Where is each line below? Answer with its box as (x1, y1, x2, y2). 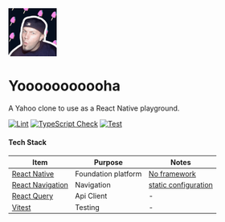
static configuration (148, 180, 213, 190)
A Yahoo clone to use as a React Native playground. (8, 103, 180, 113)
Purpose (93, 157, 123, 167)
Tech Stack (8, 137, 47, 147)
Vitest (11, 202, 31, 212)
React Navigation (11, 180, 68, 190)
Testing (75, 202, 100, 212)
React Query (11, 192, 54, 201)
